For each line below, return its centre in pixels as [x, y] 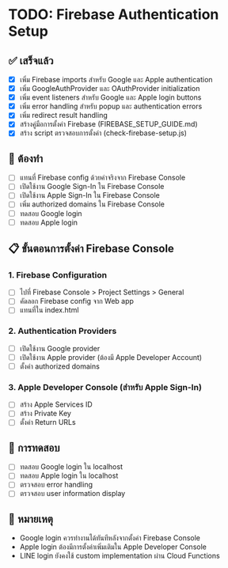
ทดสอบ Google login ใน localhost [71, 467]
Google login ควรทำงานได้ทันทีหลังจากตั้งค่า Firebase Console [110, 538]
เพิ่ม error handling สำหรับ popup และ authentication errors [111, 106]
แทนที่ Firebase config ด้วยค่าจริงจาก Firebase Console [103, 178]
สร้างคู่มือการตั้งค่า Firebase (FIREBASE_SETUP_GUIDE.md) [108, 124]
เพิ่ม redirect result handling [64, 115]
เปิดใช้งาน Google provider [60, 348]
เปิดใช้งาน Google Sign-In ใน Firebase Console [92, 187]
